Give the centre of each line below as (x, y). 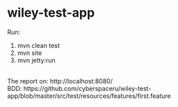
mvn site (30, 53)
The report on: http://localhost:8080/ (60, 81)
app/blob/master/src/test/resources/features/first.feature (89, 96)
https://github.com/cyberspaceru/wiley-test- (87, 88)
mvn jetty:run (36, 60)
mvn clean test (39, 45)
